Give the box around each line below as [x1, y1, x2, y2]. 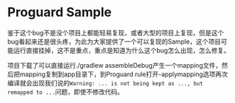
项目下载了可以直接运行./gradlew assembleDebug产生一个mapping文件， [7, 61, 222, 69]
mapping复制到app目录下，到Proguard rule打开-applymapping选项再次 [19, 70, 229, 78]
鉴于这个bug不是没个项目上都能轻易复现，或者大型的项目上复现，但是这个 [7, 28, 224, 37]
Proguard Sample [7, 4, 112, 20]
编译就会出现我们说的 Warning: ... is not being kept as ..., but [7, 78, 204, 87]
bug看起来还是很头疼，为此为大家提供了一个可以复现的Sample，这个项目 [7, 37, 222, 46]
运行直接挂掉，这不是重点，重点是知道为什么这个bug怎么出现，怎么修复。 [13, 46, 231, 54]
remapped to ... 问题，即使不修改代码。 [7, 87, 124, 96]
